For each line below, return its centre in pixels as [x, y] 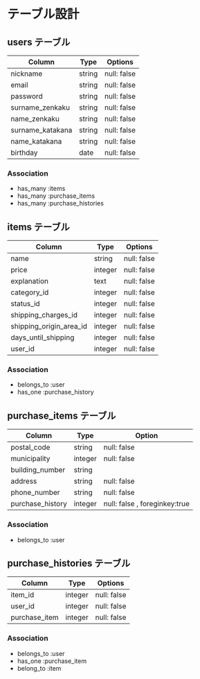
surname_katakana [42, 130]
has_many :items [41, 189]
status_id [25, 304]
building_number [38, 470]
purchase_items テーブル [62, 416]
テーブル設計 [43, 14]
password [27, 96]
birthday [24, 152]
